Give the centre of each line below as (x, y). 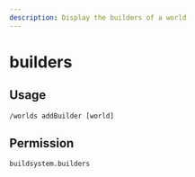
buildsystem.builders (50, 164)
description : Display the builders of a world (98, 18)
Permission (42, 143)
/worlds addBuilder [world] (62, 116)
